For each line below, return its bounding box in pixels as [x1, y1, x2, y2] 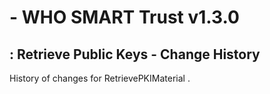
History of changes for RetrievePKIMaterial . [9, 72, 191, 84]
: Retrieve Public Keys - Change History [9, 46, 261, 63]
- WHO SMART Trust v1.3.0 [9, 6, 240, 29]
